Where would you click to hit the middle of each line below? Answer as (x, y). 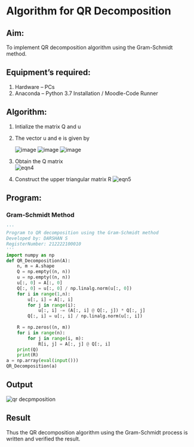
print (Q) (28, 350)
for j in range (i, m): (56, 338)
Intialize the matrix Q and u (48, 126)
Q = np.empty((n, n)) (44, 272)
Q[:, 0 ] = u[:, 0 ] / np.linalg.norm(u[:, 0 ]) (75, 288)
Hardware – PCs (35, 87)
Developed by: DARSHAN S (37, 238)
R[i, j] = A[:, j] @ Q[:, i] (74, 344)
